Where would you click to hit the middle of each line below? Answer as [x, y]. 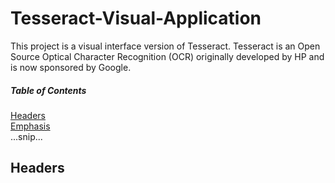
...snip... [26, 136]
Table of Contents [48, 90]
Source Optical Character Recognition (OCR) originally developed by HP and [167, 56]
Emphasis [30, 126]
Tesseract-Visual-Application [136, 18]
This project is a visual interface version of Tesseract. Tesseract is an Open [165, 46]
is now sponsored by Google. [71, 67]
